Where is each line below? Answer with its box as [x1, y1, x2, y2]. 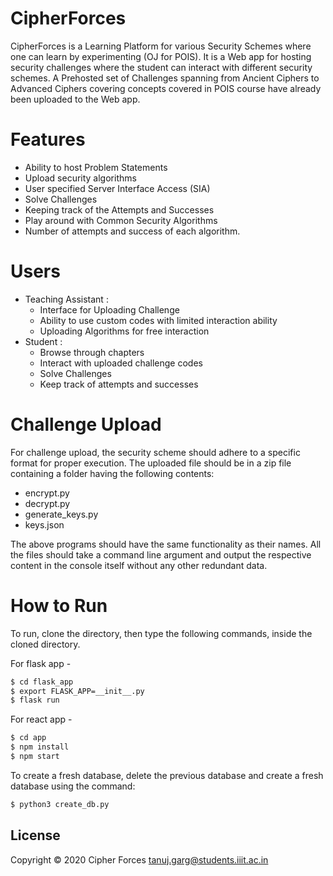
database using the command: [10, 780, 136, 792]
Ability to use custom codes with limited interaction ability [39, 314, 278, 326]
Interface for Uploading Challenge [39, 303, 180, 316]
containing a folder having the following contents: [10, 467, 215, 479]
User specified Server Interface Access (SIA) [24, 182, 211, 194]
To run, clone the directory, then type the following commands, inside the [10, 627, 313, 639]
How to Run [10, 594, 108, 617]
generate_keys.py [24, 508, 99, 520]
